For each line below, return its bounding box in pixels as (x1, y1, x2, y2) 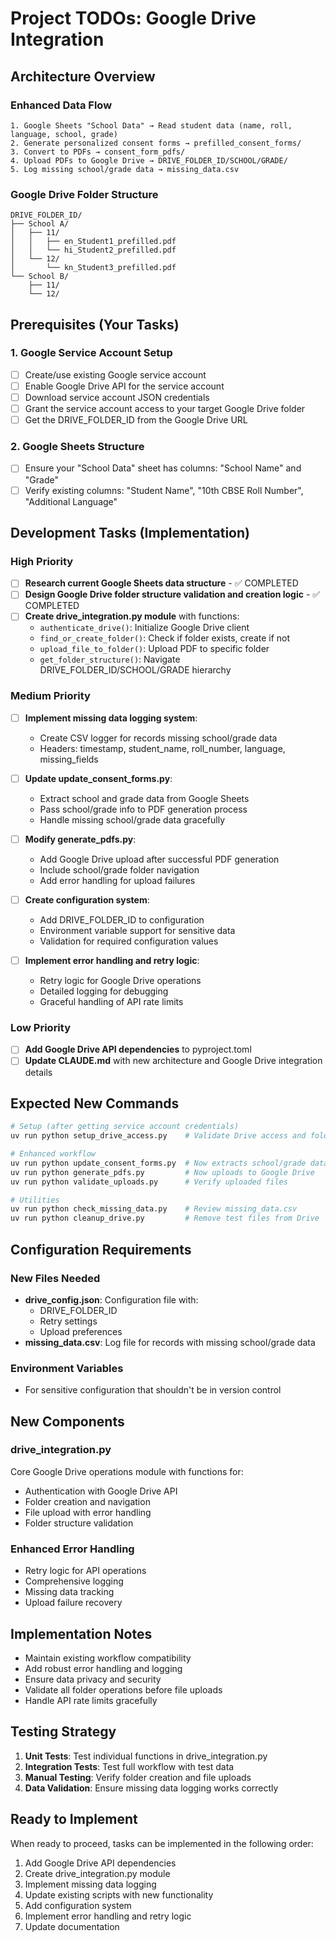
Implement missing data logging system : (24, 712, 198, 724)
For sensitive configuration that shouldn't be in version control (24, 1384, 282, 1396)
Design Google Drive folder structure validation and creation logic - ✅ (24, 588, 321, 601)
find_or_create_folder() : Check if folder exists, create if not (39, 632, 291, 644)
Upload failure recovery (24, 1597, 123, 1609)
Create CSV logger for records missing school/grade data (39, 732, 278, 744)
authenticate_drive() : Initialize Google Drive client (39, 622, 250, 634)
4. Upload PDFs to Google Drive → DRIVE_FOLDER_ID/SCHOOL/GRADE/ (10, 155, 288, 166)
